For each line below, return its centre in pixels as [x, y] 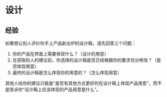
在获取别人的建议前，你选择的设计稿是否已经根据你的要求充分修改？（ [84, 60]
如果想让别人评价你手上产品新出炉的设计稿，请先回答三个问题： [71, 43]
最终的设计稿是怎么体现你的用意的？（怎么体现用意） [67, 72]
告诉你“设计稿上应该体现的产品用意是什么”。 [55, 89]
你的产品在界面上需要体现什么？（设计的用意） [60, 54]
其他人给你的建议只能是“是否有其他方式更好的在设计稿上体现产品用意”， [79, 83]
